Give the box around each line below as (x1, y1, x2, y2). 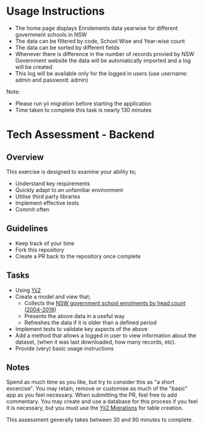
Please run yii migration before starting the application (15, 99, 152, 107)
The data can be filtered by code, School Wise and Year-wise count (15, 37, 185, 44)
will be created (15, 63, 53, 71)
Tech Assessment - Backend (6, 128, 155, 141)
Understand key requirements (15, 180, 90, 187)
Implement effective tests (15, 199, 79, 207)
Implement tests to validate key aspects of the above (15, 325, 148, 333)
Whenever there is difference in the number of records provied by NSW (15, 50, 195, 57)
